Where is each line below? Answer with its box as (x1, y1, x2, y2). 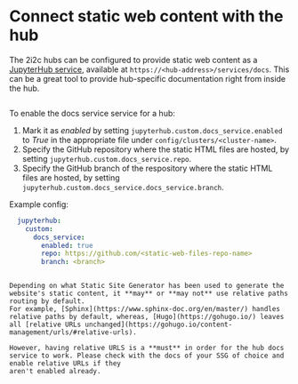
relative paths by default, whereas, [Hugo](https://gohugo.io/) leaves (9, 313, 285, 322)
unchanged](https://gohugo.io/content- (85, 320, 233, 330)
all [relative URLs (9, 320, 82, 330)
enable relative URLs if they (9, 359, 122, 368)
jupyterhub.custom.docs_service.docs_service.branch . (21, 181, 224, 192)
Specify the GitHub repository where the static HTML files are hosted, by (21, 144, 290, 155)
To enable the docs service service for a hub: (9, 108, 176, 118)
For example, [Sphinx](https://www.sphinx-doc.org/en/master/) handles (9, 305, 280, 314)
